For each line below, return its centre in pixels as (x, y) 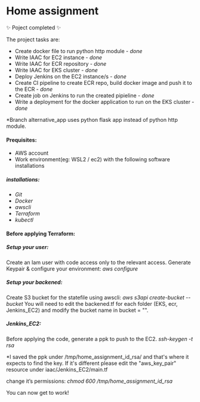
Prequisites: (21, 140)
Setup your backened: (34, 283)
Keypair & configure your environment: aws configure (72, 268)
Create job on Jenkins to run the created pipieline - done (84, 95)
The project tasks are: (33, 39)
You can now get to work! (38, 392)
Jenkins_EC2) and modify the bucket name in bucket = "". (77, 310)
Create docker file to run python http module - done (79, 51)
